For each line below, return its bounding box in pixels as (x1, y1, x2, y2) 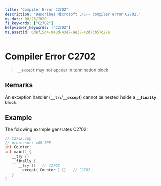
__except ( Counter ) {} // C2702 (18, 167, 91, 172)
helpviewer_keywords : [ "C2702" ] (5, 25, 71, 30)
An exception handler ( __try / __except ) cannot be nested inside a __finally (5, 94, 156, 100)
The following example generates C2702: (5, 126, 88, 132)
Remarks (5, 81, 33, 89)
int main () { (5, 149, 32, 154)
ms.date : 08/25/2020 (5, 16, 47, 21)
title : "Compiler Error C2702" (5, 7, 69, 12)
